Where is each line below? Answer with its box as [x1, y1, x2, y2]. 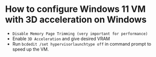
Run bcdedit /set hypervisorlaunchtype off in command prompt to [12, 41, 152, 47]
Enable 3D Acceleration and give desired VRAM [12, 36, 110, 42]
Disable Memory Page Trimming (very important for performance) [12, 31, 148, 36]
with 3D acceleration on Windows [5, 14, 147, 25]
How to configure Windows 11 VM [5, 3, 146, 15]
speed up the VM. [12, 46, 49, 52]
